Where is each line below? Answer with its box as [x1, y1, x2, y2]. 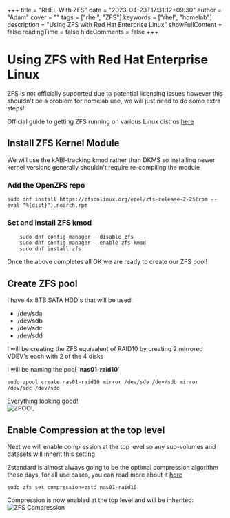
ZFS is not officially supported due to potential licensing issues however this [7, 89, 223, 97]
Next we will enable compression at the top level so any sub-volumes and [7, 442, 216, 450]
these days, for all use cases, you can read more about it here [7, 470, 182, 479]
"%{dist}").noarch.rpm [22, 202, 88, 209]
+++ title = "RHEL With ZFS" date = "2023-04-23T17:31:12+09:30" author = [7, 6, 222, 14]
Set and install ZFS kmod [7, 217, 92, 227]
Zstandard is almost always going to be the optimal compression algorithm [7, 463, 219, 471]
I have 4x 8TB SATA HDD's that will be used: [7, 296, 133, 304]
